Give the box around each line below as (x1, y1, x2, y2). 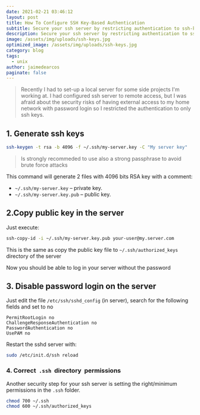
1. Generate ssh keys (6, 129, 85, 139)
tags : (6, 53, 20, 59)
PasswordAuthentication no (6, 325, 73, 331)
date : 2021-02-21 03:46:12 (6, 8, 73, 15)
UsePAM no (6, 330, 31, 336)
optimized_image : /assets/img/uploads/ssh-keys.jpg (6, 42, 137, 48)
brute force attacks (20, 161, 68, 169)
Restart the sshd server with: (6, 341, 77, 348)
